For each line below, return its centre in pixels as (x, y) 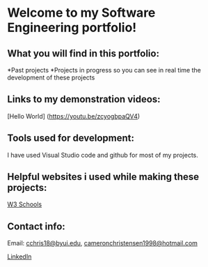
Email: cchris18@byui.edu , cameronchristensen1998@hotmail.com (103, 243)
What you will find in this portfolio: (83, 53)
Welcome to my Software (81, 13)
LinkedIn (19, 257)
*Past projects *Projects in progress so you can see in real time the (104, 70)
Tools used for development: (71, 138)
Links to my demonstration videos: (84, 99)
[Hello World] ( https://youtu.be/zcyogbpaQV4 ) (74, 116)
